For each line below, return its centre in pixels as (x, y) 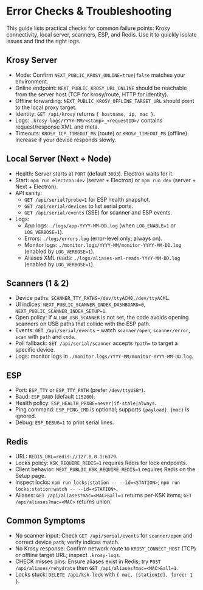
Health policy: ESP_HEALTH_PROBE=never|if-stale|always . (86, 403)
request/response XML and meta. (57, 127)
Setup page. (30, 476)
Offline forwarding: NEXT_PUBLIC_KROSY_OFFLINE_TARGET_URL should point (105, 101)
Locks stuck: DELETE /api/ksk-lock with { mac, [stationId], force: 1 (104, 574)
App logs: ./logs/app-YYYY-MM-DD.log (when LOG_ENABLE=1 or (100, 225)
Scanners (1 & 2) (38, 283)
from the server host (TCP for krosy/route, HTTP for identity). (92, 94)
